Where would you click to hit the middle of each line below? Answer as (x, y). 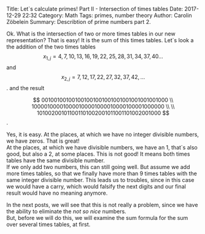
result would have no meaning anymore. (57, 193)
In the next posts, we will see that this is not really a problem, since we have (102, 205)
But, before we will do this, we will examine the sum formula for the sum (97, 217)
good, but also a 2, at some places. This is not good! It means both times (98, 154)
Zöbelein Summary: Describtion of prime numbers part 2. (79, 22)
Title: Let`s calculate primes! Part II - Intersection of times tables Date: (95, 9)
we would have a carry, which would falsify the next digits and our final (96, 186)
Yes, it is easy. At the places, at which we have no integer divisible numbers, (103, 134)
